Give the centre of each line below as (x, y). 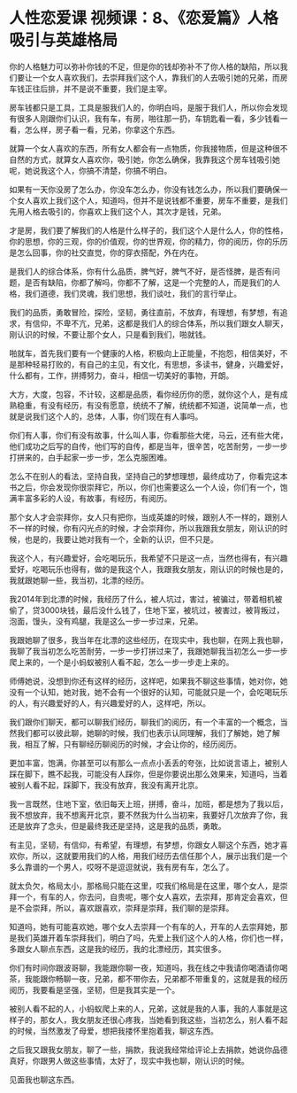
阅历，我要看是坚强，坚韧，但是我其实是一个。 (94, 989)
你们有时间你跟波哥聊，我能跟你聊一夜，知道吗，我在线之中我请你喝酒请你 (145, 967)
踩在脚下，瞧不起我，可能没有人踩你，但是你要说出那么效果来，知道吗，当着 (148, 774)
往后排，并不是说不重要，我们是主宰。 (102, 89)
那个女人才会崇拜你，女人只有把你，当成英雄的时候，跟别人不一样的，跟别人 (148, 517)
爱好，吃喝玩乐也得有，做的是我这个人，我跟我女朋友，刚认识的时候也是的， (148, 569)
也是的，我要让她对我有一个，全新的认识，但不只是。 (121, 539)
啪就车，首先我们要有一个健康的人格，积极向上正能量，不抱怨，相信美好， (145, 353)
